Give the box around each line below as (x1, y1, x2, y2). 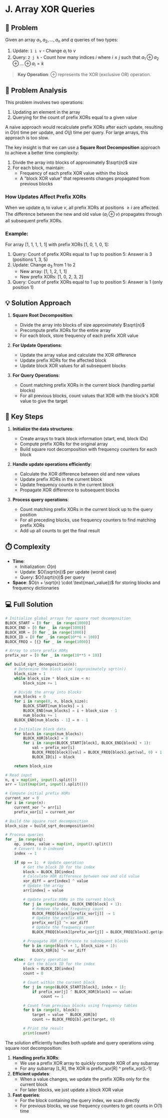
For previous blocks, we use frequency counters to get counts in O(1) (19, 1102, 162, 1108)
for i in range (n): (5, 800, 46, 805)
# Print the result (23, 1026, 64, 1031)
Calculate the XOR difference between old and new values (19, 471, 140, 477)
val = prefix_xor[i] (31, 745, 75, 750)
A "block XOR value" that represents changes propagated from (19, 175, 150, 181)
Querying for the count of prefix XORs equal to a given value (12, 114, 137, 120)
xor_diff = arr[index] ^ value (23, 879, 88, 884)
